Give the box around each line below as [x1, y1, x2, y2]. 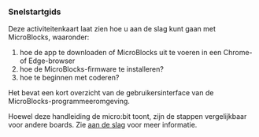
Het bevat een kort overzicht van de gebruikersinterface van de [8, 88, 214, 98]
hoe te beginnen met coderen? [19, 73, 120, 83]
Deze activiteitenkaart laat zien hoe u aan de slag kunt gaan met [8, 24, 216, 34]
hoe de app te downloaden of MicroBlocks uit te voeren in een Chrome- [19, 48, 253, 57]
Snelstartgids [8, 6, 61, 17]
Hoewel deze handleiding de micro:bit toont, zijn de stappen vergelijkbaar [8, 112, 247, 121]
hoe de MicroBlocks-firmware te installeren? [19, 65, 164, 74]
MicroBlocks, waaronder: [8, 32, 90, 42]
